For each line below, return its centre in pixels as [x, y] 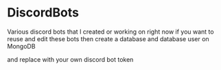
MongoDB [21, 46]
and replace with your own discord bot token [70, 59]
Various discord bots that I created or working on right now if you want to [110, 32]
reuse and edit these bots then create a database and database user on [108, 38]
